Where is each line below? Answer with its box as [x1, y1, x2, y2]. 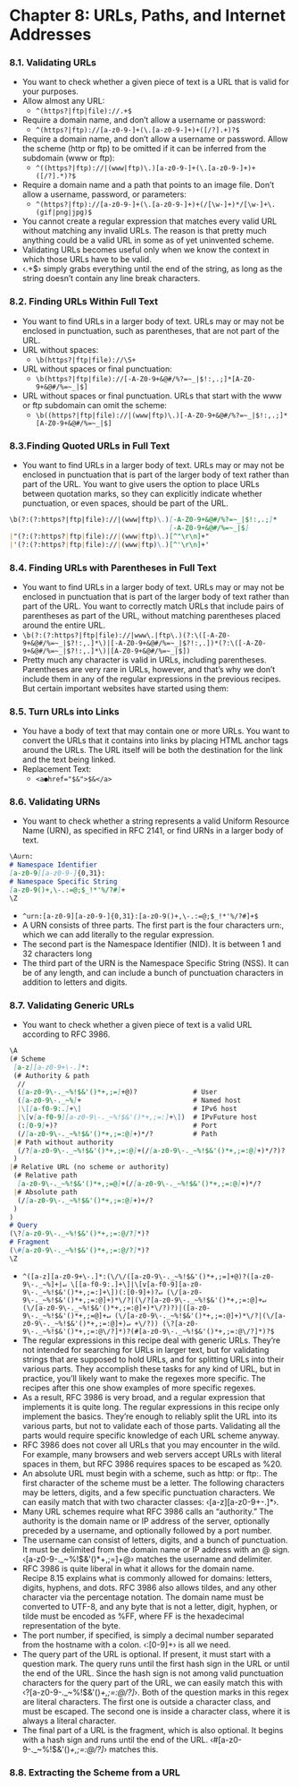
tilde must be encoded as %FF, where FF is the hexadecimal [21, 1611, 245, 1621]
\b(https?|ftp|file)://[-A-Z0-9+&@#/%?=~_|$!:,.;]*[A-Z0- [35, 374, 256, 383]
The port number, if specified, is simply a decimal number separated [21, 1629, 274, 1640]
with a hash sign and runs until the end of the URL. [21, 1734, 208, 1745]
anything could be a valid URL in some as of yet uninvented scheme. [21, 235, 275, 246]
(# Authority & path [12, 1071, 90, 1080]
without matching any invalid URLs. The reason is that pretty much [21, 226, 267, 236]
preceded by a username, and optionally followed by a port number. [21, 1525, 272, 1535]
